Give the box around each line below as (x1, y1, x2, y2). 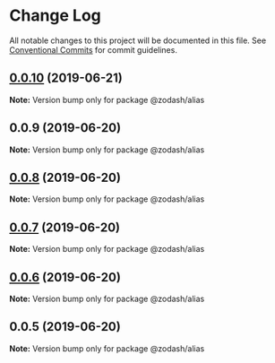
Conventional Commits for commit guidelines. (9, 44, 177, 55)
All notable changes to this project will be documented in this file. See (9, 35, 267, 46)
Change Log (9, 5, 101, 26)
